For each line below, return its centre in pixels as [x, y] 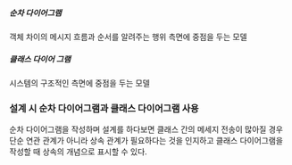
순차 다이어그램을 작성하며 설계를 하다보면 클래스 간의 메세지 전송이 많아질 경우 [146, 129]
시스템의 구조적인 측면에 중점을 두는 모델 [79, 83]
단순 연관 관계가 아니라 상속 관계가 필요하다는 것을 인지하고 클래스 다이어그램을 [146, 141]
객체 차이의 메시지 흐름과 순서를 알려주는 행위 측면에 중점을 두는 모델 [128, 37]
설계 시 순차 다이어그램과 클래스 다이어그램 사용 [104, 108]
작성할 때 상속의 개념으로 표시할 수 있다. [78, 152]
